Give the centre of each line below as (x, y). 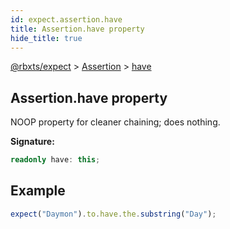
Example (38, 191)
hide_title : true (46, 38)
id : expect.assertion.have (66, 19)
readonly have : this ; (55, 160)
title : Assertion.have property (77, 29)
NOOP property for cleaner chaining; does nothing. (115, 122)
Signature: (32, 142)
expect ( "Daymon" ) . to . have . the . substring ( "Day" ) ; (113, 214)
